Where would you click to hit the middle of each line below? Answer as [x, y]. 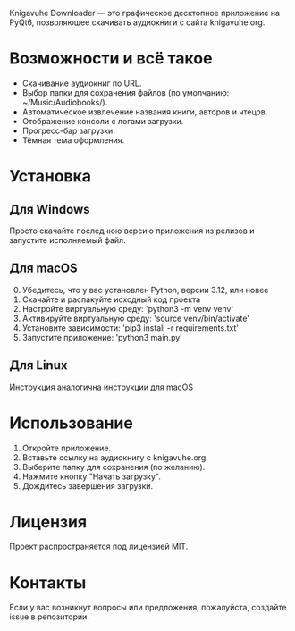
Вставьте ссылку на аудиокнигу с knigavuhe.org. [115, 457]
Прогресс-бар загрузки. [69, 130]
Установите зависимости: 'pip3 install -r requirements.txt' [131, 328]
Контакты [48, 582]
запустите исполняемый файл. [68, 240]
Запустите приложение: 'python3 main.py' [102, 337]
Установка [51, 177]
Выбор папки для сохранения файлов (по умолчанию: [126, 92]
